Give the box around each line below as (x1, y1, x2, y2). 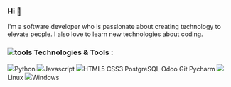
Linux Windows (7, 73, 60, 81)
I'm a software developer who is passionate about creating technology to (7, 23, 222, 31)
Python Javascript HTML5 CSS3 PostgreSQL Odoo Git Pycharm (14, 64, 215, 73)
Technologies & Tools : (33, 47, 114, 57)
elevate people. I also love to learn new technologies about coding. (7, 30, 204, 38)
